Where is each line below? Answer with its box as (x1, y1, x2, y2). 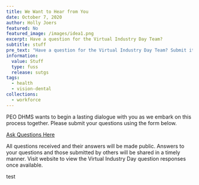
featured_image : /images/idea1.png (6, 31, 94, 37)
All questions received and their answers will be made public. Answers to (6, 142, 185, 149)
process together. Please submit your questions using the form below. (6, 119, 177, 126)
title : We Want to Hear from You (6, 8, 89, 15)
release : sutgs (11, 69, 49, 75)
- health (11, 81, 33, 87)
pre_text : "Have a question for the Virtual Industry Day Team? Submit (6, 47, 187, 53)
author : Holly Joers (6, 20, 57, 25)
